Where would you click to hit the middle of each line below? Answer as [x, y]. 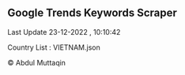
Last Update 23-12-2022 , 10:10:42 [64, 32]
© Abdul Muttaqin [37, 62]
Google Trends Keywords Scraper [92, 13]
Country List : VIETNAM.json [54, 47]
